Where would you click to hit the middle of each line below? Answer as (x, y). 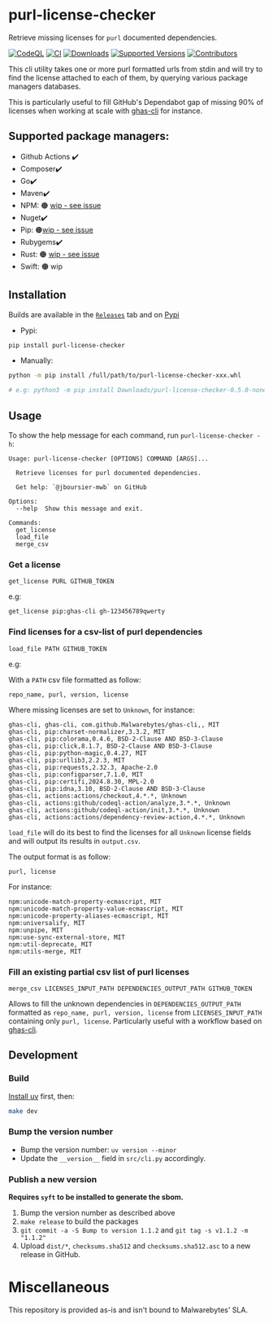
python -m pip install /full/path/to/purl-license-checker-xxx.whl (125, 376)
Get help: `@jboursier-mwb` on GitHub (82, 487)
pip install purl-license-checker (67, 345)
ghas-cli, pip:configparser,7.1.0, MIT (76, 775)
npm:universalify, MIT (47, 923)
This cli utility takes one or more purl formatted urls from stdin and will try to (136, 69)
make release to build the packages (79, 1221)
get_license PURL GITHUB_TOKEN (61, 582)
